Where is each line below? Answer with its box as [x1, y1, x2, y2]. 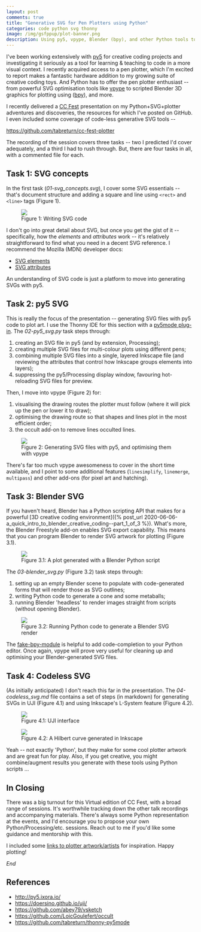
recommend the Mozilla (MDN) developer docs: [6, 245, 124, 253]
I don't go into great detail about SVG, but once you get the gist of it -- [6, 226, 179, 233]
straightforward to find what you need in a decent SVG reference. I [6, 239, 170, 246]
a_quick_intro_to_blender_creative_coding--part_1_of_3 [6, 520, 141, 527]
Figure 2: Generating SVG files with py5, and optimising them [21, 444, 172, 451]
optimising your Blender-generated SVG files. [6, 654, 118, 661]
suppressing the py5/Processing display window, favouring [14, 371, 161, 378]
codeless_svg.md [6, 693, 50, 700]
